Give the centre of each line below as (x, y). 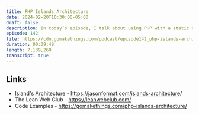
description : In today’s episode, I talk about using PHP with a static (98, 28)
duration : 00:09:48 (30, 45)
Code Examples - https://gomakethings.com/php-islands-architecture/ (101, 106)
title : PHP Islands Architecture (47, 11)
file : (13, 39)
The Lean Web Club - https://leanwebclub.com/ (73, 100)
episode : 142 (22, 34)
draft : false (22, 22)
